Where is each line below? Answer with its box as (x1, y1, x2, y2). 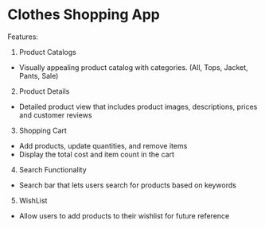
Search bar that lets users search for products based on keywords (18, 180, 236, 190)
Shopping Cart (18, 126, 67, 135)
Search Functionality (18, 164, 87, 174)
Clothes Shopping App (7, 6, 161, 24)
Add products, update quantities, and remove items (18, 141, 188, 150)
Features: (7, 32, 39, 41)
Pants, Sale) (18, 71, 59, 80)
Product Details (18, 86, 70, 96)
